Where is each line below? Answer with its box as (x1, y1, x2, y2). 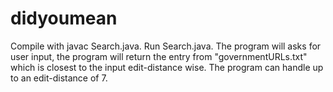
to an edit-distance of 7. (10, 72, 108, 84)
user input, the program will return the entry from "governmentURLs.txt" (10, 50, 308, 62)
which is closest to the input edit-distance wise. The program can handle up (10, 61, 324, 73)
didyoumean (10, 7, 118, 30)
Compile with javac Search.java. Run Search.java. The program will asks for (10, 40, 322, 52)
